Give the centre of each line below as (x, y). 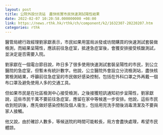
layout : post (18, 9)
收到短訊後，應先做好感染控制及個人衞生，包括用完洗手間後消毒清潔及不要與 (81, 105)
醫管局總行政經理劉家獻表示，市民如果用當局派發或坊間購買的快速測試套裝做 (81, 42)
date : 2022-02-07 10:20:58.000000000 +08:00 (51, 18)
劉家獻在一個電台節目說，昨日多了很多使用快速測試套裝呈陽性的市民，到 (77, 65)
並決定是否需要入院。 (26, 54)
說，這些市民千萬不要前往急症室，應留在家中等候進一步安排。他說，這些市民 (81, 99)
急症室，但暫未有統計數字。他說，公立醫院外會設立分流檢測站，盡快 (86, 70)
